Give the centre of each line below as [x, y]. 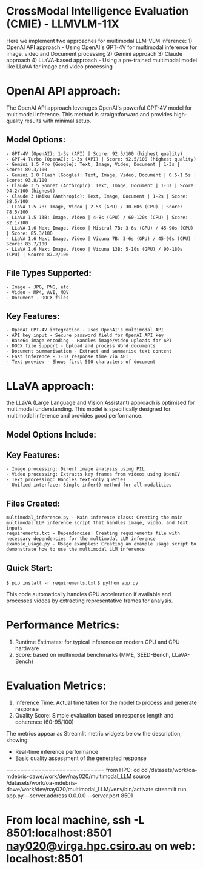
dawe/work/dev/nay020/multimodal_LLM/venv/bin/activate [80, 789]
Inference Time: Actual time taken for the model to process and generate [106, 702]
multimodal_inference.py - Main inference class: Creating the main [95, 518]
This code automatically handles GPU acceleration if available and [89, 594]
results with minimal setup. [58, 121]
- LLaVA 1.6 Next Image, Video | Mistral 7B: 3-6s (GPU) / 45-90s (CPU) [100, 228]
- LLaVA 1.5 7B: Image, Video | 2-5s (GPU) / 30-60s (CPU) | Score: [95, 207]
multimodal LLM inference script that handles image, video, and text [97, 523]
